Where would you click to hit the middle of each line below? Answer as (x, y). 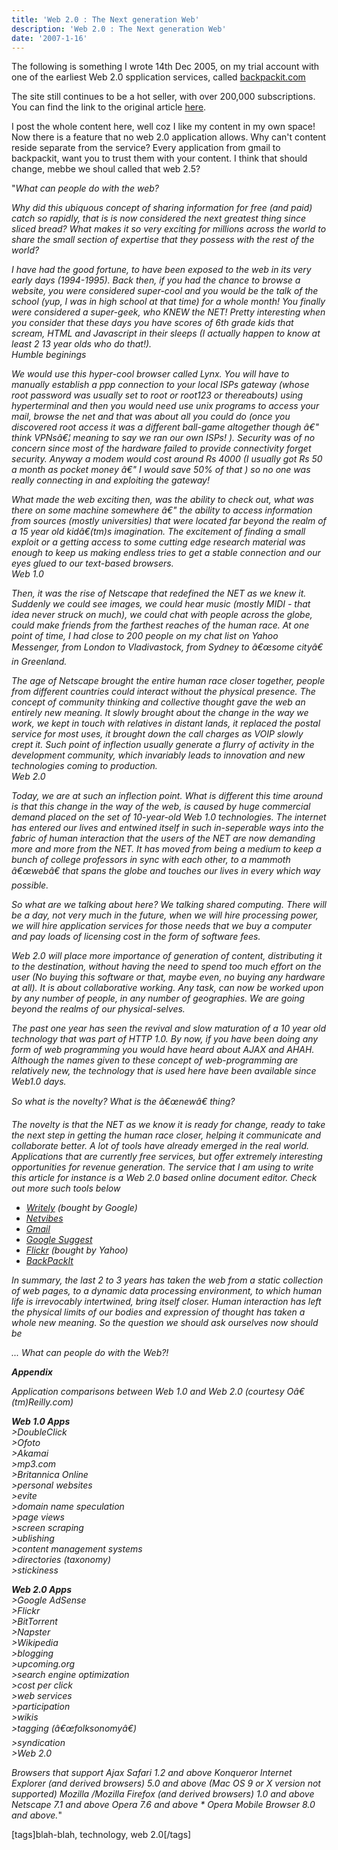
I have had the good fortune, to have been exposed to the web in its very (161, 270)
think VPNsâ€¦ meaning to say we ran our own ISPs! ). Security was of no (163, 438)
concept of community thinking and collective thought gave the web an (158, 702)
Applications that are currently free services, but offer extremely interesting (167, 1157)
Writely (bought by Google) (81, 1208)
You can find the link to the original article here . (109, 107)
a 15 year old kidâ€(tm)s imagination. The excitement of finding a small (158, 532)
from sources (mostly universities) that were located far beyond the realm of (169, 521)
